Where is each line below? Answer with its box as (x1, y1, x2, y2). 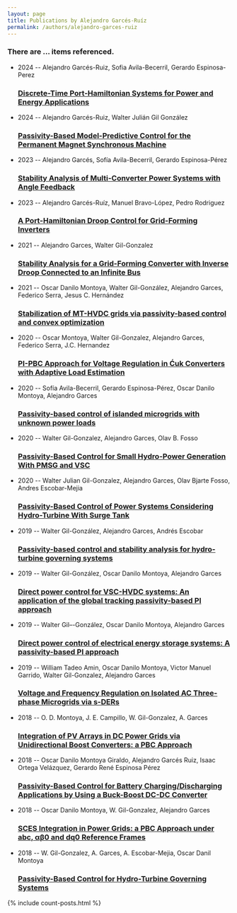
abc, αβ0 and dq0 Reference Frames (17, 832, 146, 842)
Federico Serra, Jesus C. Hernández (17, 291, 125, 299)
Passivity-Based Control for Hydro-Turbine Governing (17, 873, 207, 883)
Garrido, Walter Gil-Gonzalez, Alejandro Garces (17, 670, 156, 679)
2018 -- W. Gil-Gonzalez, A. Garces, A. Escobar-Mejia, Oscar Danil (17, 849, 211, 857)
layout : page (7, 10, 46, 18)
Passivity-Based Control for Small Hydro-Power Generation (17, 451, 226, 461)
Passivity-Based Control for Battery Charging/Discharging (17, 781, 223, 791)
